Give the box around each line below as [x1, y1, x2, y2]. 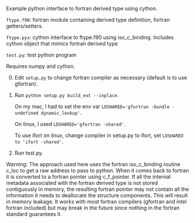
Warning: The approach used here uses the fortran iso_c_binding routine [6, 161, 181, 167]
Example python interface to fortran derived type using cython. [6, 5, 158, 12]
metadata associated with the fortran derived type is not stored [6, 180, 158, 186]
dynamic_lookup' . [40, 109, 82, 116]
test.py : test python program [6, 52, 77, 58]
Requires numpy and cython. [6, 63, 75, 70]
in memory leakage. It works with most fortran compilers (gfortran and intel [6, 198, 187, 205]
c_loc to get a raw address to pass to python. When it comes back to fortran [6, 167, 189, 174]
